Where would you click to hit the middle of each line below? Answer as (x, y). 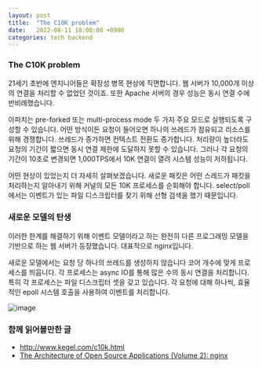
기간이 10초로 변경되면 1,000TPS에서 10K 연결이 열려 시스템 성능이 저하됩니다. (128, 159)
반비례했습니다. (31, 102)
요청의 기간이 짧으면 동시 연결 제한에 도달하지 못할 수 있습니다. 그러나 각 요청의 (128, 149)
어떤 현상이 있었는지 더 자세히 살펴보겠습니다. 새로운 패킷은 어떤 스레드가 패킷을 (129, 175)
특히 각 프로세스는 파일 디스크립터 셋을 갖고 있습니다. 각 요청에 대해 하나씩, (122, 282)
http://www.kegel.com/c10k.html (72, 348)
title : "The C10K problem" (54, 23)
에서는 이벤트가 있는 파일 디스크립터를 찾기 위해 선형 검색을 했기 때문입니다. (123, 195)
